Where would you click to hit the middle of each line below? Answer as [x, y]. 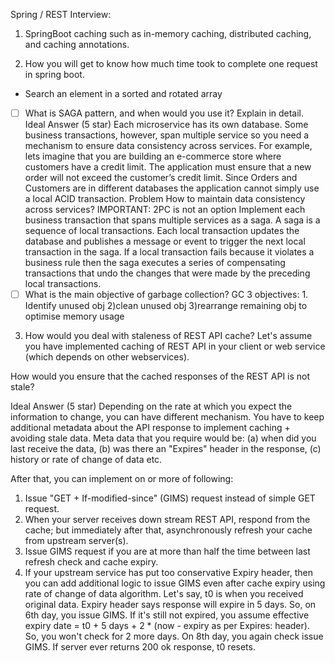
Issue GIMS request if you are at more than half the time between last [167, 551]
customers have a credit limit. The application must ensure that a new [168, 167]
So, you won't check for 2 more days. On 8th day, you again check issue [174, 636]
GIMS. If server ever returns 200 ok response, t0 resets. [140, 647]
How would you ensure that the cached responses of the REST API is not [160, 376]
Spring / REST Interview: [61, 14]
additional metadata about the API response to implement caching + [150, 428]
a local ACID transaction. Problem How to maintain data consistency [165, 199]
